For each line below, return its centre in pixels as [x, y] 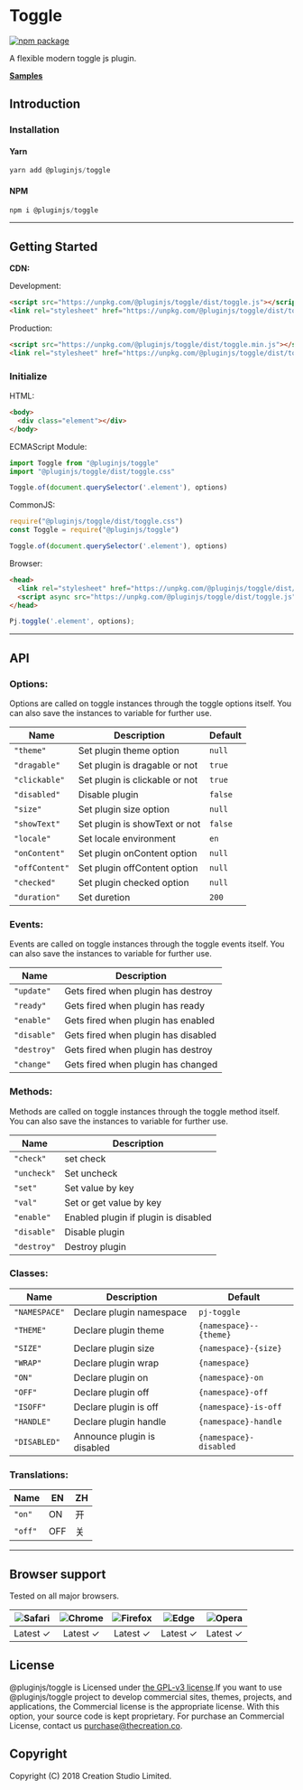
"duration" [37, 897]
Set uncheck [91, 1173]
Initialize [28, 376]
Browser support [58, 1574]
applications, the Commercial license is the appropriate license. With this [144, 1706]
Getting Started [54, 246]
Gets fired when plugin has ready [135, 1006]
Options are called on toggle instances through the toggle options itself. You [151, 703]
